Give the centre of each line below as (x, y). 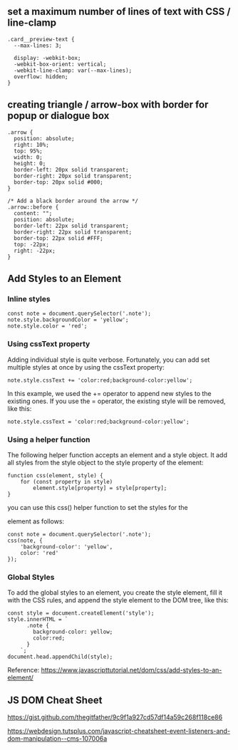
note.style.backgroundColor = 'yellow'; (68, 320)
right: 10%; (32, 145)
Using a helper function (49, 439)
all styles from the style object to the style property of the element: (105, 462)
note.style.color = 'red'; (47, 326)
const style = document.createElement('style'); (81, 613)
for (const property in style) (67, 481)
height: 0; (30, 163)
